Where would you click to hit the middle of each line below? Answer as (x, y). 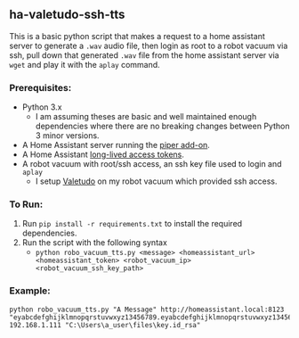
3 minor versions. (67, 136)
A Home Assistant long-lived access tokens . (103, 154)
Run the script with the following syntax (94, 243)
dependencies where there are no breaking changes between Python (162, 126)
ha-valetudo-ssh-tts (67, 15)
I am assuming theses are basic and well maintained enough (146, 117)
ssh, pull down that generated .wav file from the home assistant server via (144, 55)
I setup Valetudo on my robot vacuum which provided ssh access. (156, 181)
